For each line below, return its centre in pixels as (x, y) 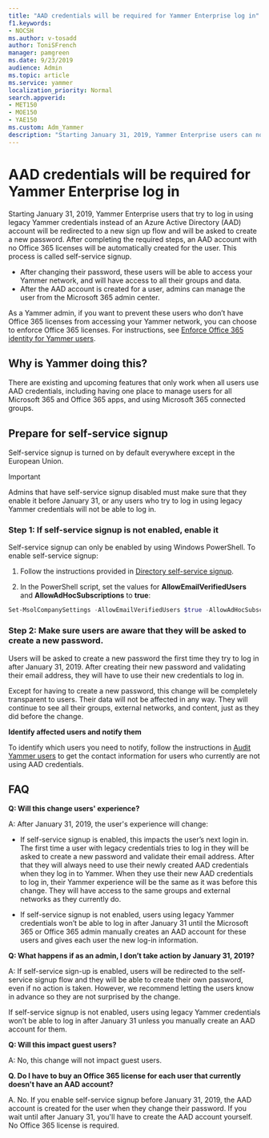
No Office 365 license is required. (64, 1125)
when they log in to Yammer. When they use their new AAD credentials (137, 874)
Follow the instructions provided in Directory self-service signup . (127, 571)
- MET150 (23, 105)
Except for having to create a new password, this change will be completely (133, 690)
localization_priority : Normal (60, 90)
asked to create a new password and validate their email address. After (137, 857)
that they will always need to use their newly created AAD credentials (134, 865)
